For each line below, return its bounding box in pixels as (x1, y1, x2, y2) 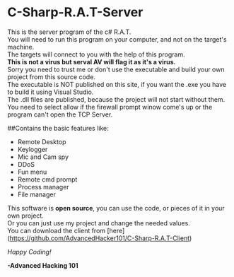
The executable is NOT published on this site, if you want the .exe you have (7, 80, 227, 88)
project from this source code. (7, 72, 95, 81)
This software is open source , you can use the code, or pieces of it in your (7, 204, 225, 212)
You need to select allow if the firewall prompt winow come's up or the (7, 102, 213, 111)
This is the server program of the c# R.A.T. (7, 28, 131, 36)
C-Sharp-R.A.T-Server (7, 4, 144, 20)
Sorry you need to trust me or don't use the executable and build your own (7, 65, 225, 73)
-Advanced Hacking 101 (7, 261, 79, 269)
